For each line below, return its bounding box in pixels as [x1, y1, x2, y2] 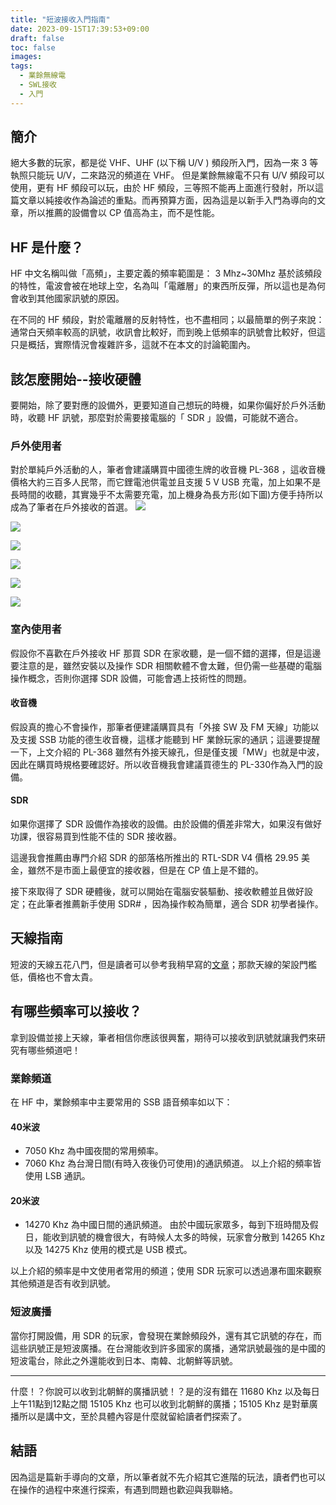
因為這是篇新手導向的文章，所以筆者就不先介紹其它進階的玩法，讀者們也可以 [10, 1471, 326, 1483]
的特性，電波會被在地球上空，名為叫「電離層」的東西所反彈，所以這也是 [10, 280, 308, 292]
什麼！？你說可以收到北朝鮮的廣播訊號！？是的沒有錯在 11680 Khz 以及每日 [10, 1385, 320, 1397]
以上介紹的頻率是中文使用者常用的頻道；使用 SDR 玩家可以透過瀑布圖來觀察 [10, 1265, 322, 1277]
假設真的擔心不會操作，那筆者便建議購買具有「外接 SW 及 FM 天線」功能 [10, 721, 311, 733]
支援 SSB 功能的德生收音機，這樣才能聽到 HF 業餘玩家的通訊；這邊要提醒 [18, 733, 321, 745]
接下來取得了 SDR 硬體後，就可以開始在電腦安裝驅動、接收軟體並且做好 [10, 886, 305, 898]
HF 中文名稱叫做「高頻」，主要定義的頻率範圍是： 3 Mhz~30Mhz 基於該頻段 [10, 267, 322, 280]
